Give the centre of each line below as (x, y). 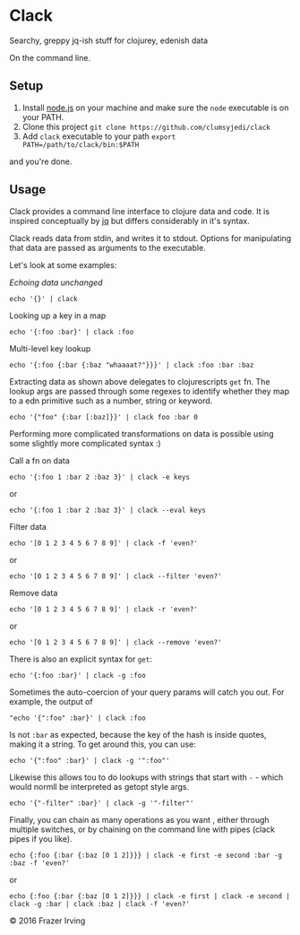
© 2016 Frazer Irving (47, 921)
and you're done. (41, 161)
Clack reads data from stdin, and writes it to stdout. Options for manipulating (150, 238)
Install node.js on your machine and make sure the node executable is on (155, 108)
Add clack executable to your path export (99, 136)
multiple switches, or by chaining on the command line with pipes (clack (142, 829)
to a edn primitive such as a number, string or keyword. (111, 401)
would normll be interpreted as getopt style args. (99, 786)
